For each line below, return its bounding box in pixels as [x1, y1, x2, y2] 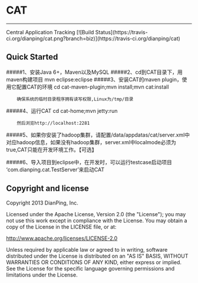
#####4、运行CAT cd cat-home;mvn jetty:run [6, 107, 118, 114]
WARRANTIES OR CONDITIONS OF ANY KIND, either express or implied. [6, 258, 181, 266]
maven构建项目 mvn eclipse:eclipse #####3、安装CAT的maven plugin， [6, 76, 182, 83]
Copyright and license [6, 184, 90, 194]
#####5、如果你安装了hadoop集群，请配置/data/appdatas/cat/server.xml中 [6, 131, 190, 138]
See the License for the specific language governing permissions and [6, 265, 175, 272]
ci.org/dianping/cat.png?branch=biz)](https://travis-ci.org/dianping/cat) [6, 35, 181, 42]
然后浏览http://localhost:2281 [16, 120, 90, 126]
